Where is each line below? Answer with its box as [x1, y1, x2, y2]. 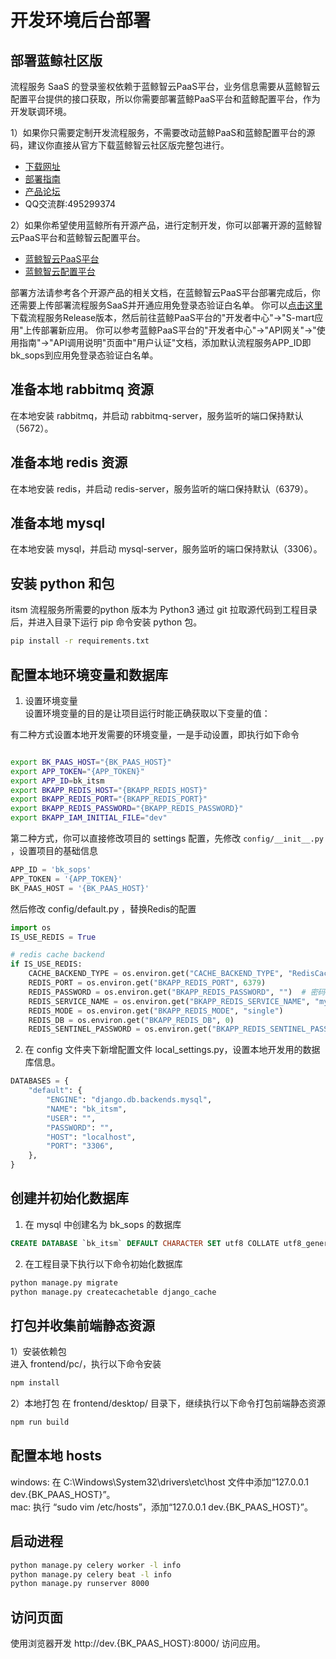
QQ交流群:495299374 [24, 198, 116, 210]
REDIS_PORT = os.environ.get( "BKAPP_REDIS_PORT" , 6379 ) [28, 978, 267, 988]
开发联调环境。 [10, 106, 72, 117]
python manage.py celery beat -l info [10, 1569, 172, 1580]
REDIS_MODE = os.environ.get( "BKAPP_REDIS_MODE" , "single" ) [28, 1006, 284, 1016]
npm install [10, 1378, 60, 1388]
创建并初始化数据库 [10, 1190, 129, 1207]
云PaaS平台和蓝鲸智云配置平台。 [10, 232, 146, 243]
